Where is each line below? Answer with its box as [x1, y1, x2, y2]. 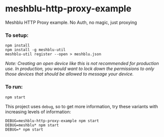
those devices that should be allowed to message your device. [5, 71, 134, 77]
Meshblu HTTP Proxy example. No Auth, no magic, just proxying [5, 19, 137, 25]
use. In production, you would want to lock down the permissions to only [5, 66, 155, 72]
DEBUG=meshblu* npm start [5, 123, 59, 128]
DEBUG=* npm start [5, 127, 43, 132]
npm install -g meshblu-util [5, 48, 66, 53]
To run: [5, 83, 23, 90]
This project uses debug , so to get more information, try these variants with [5, 103, 159, 109]
